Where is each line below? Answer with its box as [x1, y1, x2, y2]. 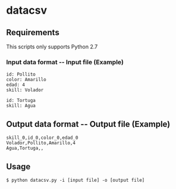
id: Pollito [6, 72, 36, 78]
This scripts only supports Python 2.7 [6, 43, 98, 50]
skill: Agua [6, 103, 36, 109]
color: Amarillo [6, 77, 46, 83]
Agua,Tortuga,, [6, 145, 44, 151]
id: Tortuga [6, 98, 36, 104]
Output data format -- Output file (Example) [6, 119, 171, 129]
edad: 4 [6, 82, 26, 88]
